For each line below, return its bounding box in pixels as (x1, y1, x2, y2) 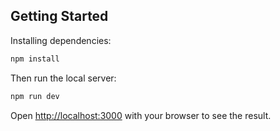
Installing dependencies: (10, 34, 112, 46)
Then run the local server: (10, 72, 117, 84)
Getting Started (10, 8, 109, 25)
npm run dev (10, 91, 60, 101)
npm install (10, 54, 60, 64)
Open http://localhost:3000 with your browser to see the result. (10, 109, 272, 121)
